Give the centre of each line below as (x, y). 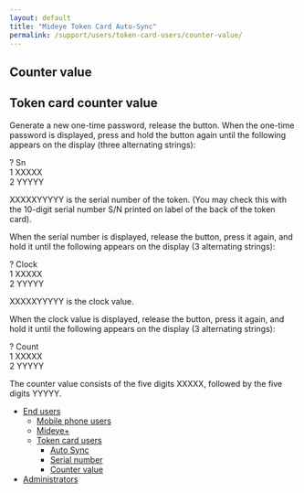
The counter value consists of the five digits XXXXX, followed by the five (146, 383)
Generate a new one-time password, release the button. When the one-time (152, 125)
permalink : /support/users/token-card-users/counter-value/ (126, 35)
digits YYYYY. (36, 393)
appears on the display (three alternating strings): (103, 145)
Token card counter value (84, 103)
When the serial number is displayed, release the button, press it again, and (152, 236)
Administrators (50, 479)
